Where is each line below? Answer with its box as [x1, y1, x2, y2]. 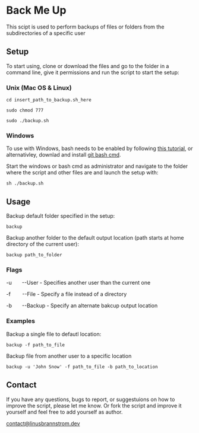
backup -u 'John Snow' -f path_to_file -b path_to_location [6, 364, 159, 370]
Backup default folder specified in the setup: [6, 212, 115, 219]
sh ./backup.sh [6, 180, 44, 187]
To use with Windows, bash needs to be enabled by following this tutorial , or [6, 145, 193, 152]
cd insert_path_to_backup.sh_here [6, 97, 92, 103]
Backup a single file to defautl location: [6, 330, 102, 338]
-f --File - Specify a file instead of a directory [6, 291, 127, 298]
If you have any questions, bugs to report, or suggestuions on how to [6, 396, 175, 403]
